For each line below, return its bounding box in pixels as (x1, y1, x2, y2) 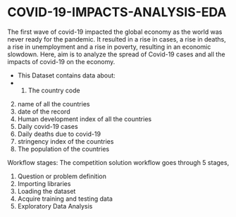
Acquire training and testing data (17, 194, 113, 203)
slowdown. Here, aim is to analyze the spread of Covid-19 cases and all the (7, 50, 225, 58)
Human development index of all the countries (17, 114, 152, 123)
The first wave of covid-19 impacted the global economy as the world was (7, 27, 223, 36)
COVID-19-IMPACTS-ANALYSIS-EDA (7, 4, 227, 20)
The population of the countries (17, 144, 110, 153)
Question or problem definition (17, 172, 107, 180)
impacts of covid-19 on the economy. (7, 57, 116, 66)
